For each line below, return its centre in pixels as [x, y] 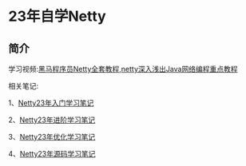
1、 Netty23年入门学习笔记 [51, 103]
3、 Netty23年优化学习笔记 [52, 137]
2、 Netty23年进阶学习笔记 [52, 120]
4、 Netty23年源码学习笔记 [52, 154]
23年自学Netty [57, 16]
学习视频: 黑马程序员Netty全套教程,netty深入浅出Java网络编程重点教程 [123, 69]
